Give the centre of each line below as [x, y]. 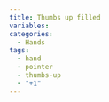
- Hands [31, 42]
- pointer [35, 67]
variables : [29, 26]
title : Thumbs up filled [55, 17]
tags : [19, 51]
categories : [31, 34]
